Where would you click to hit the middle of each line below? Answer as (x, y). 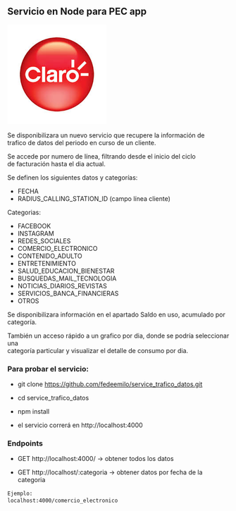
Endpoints (25, 443)
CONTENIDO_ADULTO (50, 256)
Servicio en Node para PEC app (77, 12)
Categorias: (24, 212)
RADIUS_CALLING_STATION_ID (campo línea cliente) (94, 198)
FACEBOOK (34, 226)
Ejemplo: (20, 494)
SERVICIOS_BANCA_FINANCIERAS (68, 293)
